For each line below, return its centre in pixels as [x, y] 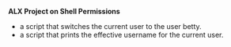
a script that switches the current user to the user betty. [110, 26]
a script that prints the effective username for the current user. [121, 35]
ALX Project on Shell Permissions [64, 11]
